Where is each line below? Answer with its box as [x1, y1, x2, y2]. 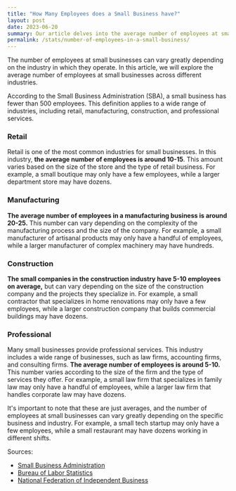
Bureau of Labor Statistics [17, 468, 93, 477]
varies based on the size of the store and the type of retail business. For [7, 162, 216, 171]
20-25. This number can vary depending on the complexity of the [7, 219, 198, 227]
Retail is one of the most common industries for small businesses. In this [7, 148, 216, 156]
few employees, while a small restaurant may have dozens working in [7, 426, 208, 435]
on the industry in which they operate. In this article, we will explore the [7, 63, 214, 72]
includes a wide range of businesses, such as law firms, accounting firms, [7, 353, 222, 362]
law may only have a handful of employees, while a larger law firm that [7, 383, 211, 391]
